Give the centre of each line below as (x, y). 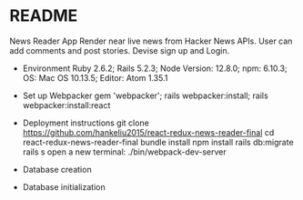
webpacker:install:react (66, 105)
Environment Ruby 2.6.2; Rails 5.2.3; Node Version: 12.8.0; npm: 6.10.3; (155, 68)
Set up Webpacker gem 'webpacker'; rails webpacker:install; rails (145, 95)
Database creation (57, 169)
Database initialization (64, 186)
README (44, 16)
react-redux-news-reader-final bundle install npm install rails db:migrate (158, 142)
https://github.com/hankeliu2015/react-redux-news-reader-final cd (148, 132)
